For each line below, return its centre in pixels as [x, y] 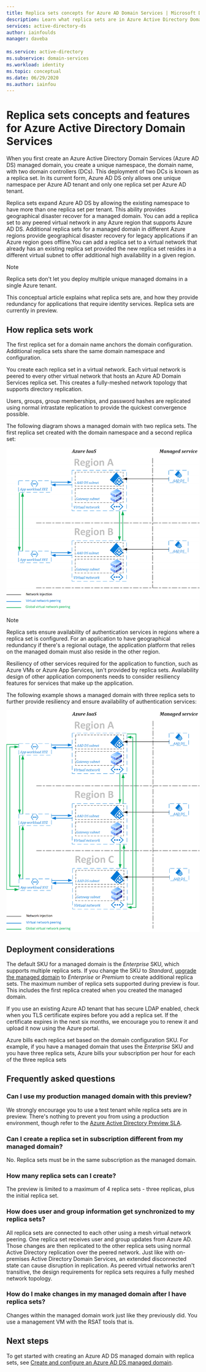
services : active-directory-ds [46, 26]
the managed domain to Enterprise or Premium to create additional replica [100, 977]
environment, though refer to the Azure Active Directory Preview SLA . [94, 1123]
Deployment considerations [61, 949]
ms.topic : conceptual [34, 71]
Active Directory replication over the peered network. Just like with [91, 1252]
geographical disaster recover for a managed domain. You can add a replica [102, 216]
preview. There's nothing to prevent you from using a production [88, 1116]
